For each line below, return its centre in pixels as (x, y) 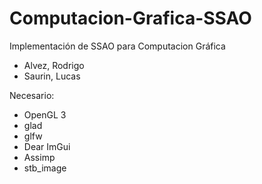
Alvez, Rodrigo (54, 65)
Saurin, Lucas (52, 76)
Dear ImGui (47, 146)
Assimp (39, 157)
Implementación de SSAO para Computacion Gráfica (117, 46)
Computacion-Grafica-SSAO (130, 18)
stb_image (45, 168)
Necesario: (32, 95)
